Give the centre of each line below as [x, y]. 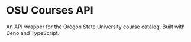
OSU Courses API [50, 10]
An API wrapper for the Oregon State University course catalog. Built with [96, 27]
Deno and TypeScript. [33, 33]
